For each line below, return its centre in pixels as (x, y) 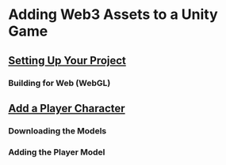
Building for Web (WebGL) (59, 83)
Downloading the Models (57, 130)
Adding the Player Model (57, 152)
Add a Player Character (67, 108)
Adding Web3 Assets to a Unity (113, 15)
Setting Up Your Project (67, 60)
